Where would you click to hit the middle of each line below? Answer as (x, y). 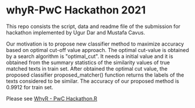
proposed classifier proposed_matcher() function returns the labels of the (95, 75)
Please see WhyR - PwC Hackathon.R (52, 98)
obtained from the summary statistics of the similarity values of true (88, 62)
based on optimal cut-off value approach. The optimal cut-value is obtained (97, 50)
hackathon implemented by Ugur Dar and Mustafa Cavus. (76, 32)
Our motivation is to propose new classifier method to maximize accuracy (95, 44)
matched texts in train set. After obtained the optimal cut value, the (87, 68)
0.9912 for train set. (30, 87)
